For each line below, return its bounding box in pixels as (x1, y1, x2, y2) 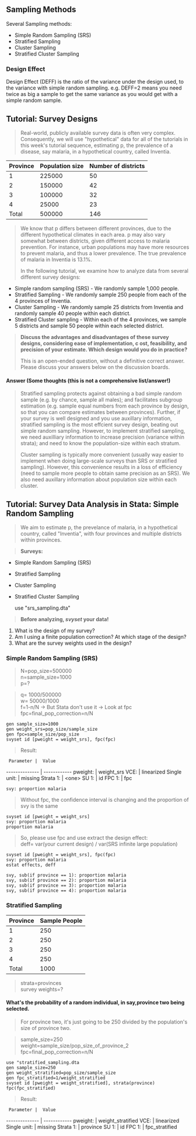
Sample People (40, 916, 83, 925)
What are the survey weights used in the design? (14, 639, 132, 646)
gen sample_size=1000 (6, 721, 59, 727)
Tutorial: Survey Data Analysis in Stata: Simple (6, 499, 179, 509)
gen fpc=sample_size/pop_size (6, 731, 80, 737)
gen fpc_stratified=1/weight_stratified (6, 1075, 106, 1081)
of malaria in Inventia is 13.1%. (20, 256, 92, 263)
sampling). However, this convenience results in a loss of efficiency (20, 464, 183, 471)
